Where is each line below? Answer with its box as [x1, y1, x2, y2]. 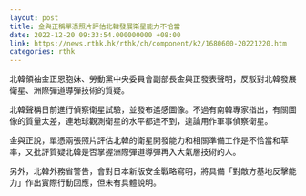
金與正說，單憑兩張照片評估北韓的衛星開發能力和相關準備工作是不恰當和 [9, 135, 280, 146]
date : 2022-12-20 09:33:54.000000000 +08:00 [9, 30, 181, 39]
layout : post [9, 13, 59, 23]
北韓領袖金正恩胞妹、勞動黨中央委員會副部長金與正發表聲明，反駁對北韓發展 [9, 74, 297, 85]
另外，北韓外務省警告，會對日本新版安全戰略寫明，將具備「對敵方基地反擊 [9, 166, 289, 177]
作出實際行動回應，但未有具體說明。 [25, 177, 161, 188]
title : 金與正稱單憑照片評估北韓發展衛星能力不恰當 [9, 22, 180, 31]
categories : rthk [9, 47, 76, 57]
